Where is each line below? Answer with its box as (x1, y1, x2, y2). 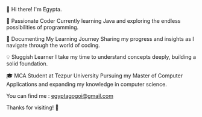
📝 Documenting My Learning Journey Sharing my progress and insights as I (6, 35, 194, 42)
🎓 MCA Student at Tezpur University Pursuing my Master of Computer (6, 72, 183, 79)
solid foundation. (6, 60, 48, 67)
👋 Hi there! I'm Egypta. (6, 6, 62, 13)
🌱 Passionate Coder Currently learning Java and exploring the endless (6, 17, 181, 24)
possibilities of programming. (6, 24, 79, 31)
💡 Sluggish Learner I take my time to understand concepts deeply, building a (6, 53, 197, 60)
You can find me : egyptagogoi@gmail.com (6, 92, 113, 99)
